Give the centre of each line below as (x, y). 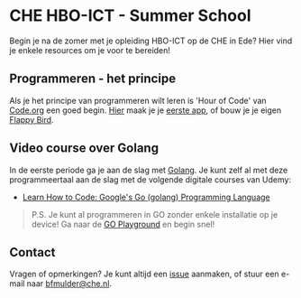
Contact (32, 252)
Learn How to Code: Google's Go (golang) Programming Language (146, 197)
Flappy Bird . (32, 119)
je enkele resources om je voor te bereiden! (90, 50)
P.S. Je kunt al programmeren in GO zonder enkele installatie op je (155, 214)
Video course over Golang (84, 149)
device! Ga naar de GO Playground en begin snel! (123, 224)
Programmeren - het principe (93, 79)
